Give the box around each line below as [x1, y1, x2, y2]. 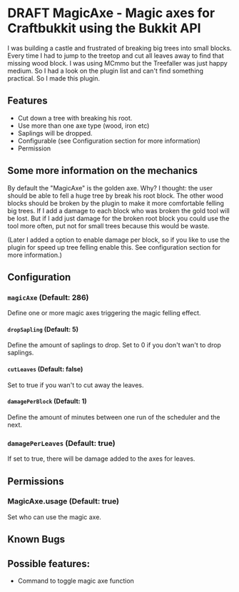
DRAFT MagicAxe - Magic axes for [7, 5, 215, 21]
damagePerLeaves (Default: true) [7, 438, 116, 448]
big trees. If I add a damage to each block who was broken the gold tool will [7, 206, 230, 215]
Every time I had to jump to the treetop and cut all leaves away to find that [7, 51, 225, 60]
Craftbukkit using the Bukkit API [7, 20, 201, 36]
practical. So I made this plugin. [7, 73, 100, 83]
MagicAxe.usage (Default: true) [7, 496, 120, 506]
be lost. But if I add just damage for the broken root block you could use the [7, 214, 230, 223]
